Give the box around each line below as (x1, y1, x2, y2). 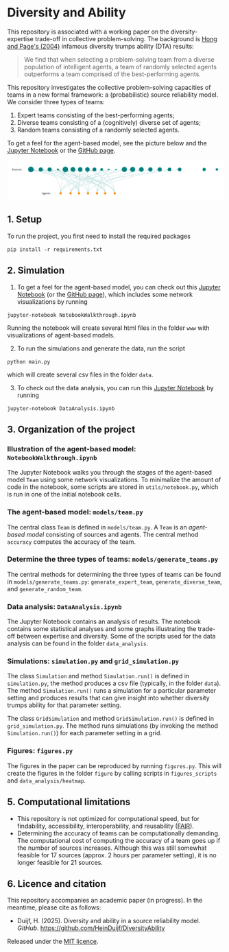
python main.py (7, 358, 51, 365)
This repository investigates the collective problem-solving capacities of (7, 83, 211, 91)
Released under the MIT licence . (7, 938, 99, 946)
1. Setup (7, 214, 43, 226)
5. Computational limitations (7, 796, 131, 808)
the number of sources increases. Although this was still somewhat (16, 844, 207, 852)
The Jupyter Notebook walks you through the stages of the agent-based (7, 468, 213, 477)
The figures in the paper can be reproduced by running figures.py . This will (7, 761, 221, 770)
